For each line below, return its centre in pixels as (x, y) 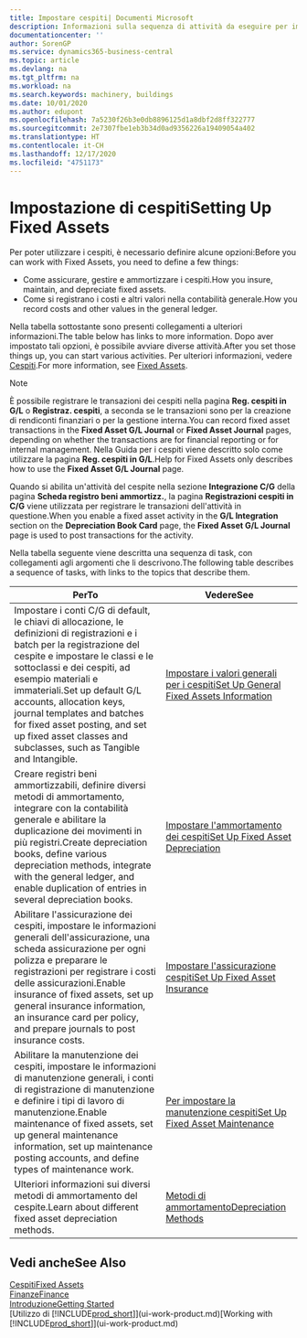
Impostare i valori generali (221, 673)
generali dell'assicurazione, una (82, 937)
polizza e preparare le (61, 960)
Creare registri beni (56, 774)
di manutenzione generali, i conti (84, 1078)
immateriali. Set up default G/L (78, 690)
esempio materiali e (56, 680)
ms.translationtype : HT (55, 137)
